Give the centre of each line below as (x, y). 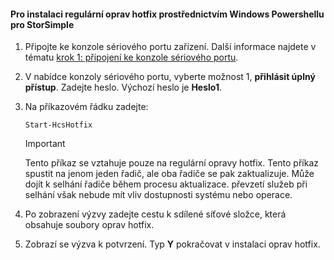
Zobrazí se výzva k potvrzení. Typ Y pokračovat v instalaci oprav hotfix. (172, 244)
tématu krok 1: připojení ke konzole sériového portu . (131, 57)
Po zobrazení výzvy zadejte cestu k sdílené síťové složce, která (155, 214)
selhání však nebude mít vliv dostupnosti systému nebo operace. (158, 195)
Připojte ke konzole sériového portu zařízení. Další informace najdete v (170, 47)
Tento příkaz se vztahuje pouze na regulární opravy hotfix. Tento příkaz (171, 163)
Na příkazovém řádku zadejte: (86, 107)
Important (45, 144)
